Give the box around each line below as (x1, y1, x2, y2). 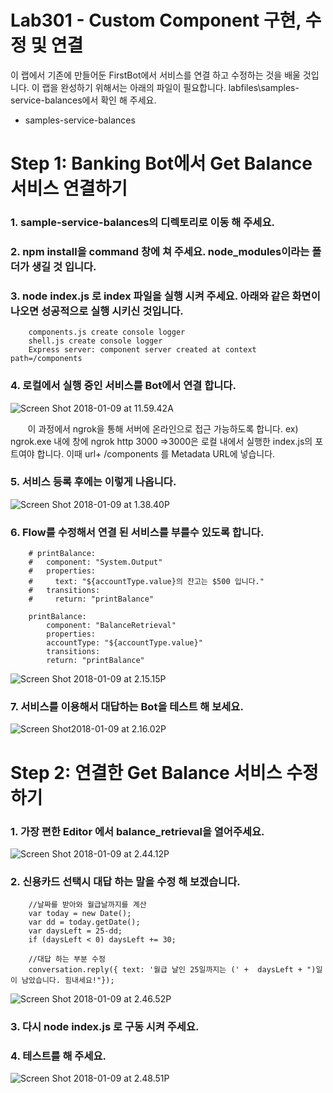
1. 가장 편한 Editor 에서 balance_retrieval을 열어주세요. (10, 824, 265, 838)
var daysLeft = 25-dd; (28, 926, 123, 936)
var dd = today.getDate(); (28, 917, 141, 928)
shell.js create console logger (28, 336, 163, 346)
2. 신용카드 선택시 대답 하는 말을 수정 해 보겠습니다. (10, 874, 241, 888)
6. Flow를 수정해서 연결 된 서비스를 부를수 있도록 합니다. (10, 525, 265, 539)
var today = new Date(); (28, 909, 132, 919)
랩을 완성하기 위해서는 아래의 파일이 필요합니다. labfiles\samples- (41, 81, 300, 93)
